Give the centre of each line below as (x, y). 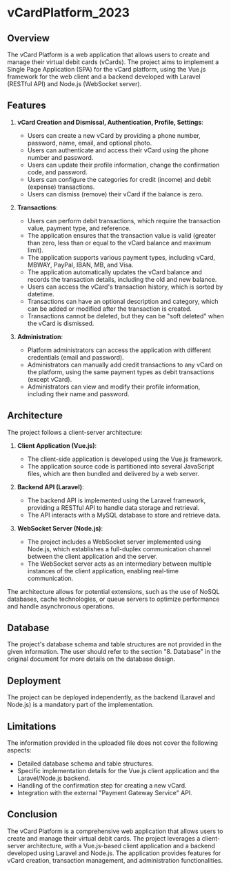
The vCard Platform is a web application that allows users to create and (109, 54)
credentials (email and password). (76, 357)
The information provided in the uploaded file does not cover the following (113, 743)
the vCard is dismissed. (61, 323)
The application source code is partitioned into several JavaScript (121, 466)
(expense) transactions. (61, 187)
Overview (29, 38)
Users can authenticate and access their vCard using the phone (118, 150)
